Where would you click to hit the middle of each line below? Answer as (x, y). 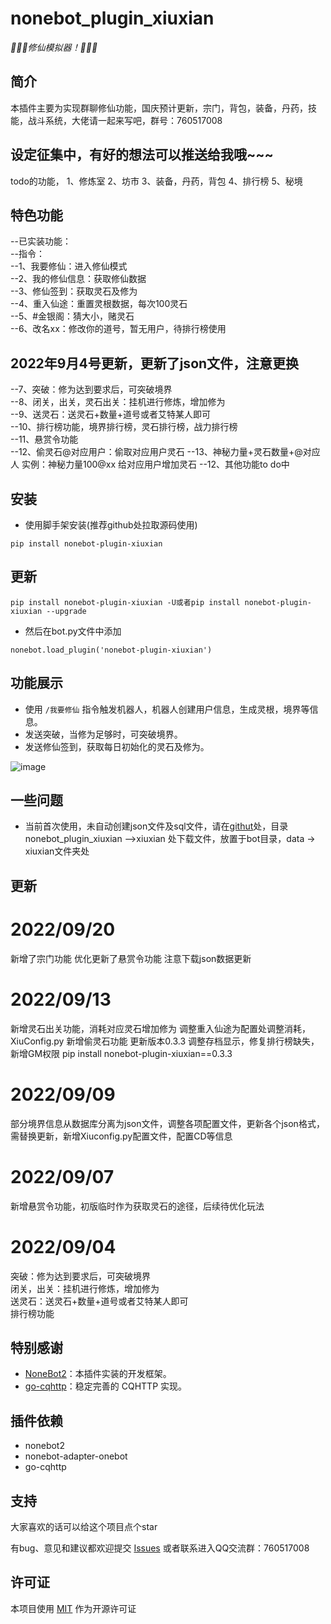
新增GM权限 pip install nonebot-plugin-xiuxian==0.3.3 (121, 1053)
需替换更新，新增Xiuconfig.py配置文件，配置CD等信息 (121, 1136)
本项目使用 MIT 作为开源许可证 (73, 1608)
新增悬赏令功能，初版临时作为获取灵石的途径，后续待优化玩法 (137, 1206)
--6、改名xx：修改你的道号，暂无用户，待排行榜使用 (118, 329)
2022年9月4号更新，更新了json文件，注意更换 (155, 363)
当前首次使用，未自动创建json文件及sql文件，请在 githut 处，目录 (156, 826)
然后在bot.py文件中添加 (73, 631)
